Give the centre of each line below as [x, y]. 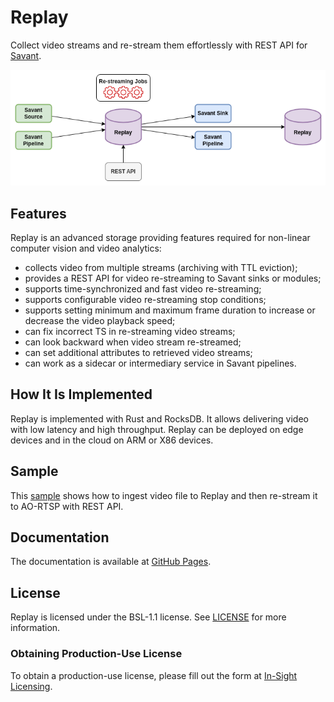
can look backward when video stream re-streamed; [133, 342]
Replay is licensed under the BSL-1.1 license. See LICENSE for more [148, 617]
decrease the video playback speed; [100, 320]
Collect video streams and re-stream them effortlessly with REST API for [159, 45]
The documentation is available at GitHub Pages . [111, 562]
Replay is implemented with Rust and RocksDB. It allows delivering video [159, 418]
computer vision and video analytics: [86, 248]
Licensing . [31, 686]
